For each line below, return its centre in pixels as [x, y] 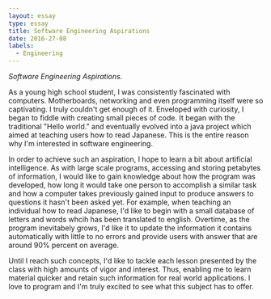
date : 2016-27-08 [38, 38]
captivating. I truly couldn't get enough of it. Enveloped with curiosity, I [126, 109]
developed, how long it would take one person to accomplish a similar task [133, 185]
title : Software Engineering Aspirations [79, 31]
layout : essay [32, 16]
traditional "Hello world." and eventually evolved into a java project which [130, 126]
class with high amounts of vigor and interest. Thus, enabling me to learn [130, 269]
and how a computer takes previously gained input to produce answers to [131, 194]
